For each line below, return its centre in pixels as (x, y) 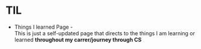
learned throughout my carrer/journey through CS (78, 39)
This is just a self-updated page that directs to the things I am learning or (105, 33)
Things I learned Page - (44, 27)
